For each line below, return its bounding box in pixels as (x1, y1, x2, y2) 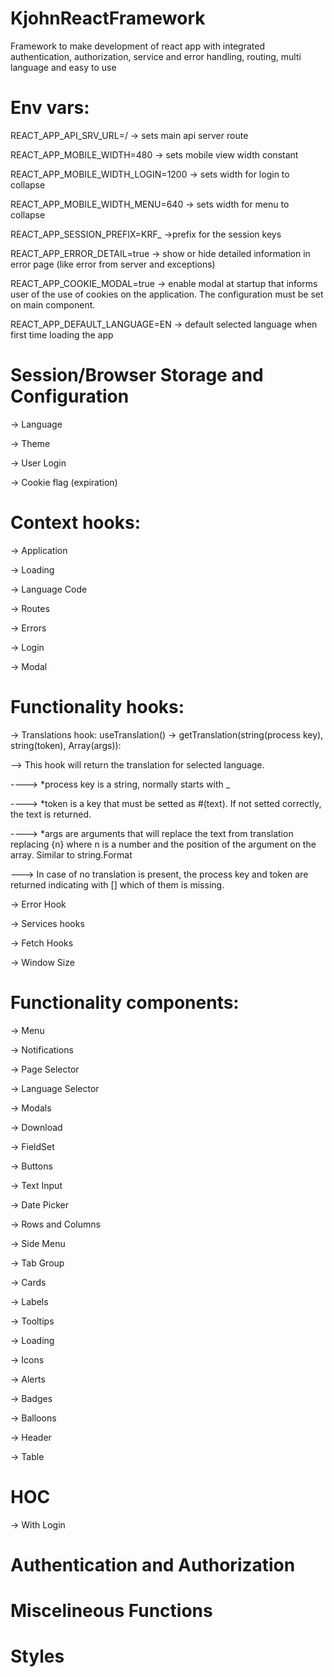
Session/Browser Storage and (10, 364, 264, 387)
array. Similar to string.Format (10, 848, 133, 861)
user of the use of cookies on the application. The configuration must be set (10, 288, 324, 300)
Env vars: (10, 97, 90, 119)
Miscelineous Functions (10, 1599, 213, 1622)
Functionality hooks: (10, 695, 185, 718)
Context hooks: (10, 512, 141, 534)
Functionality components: (10, 991, 240, 1014)
